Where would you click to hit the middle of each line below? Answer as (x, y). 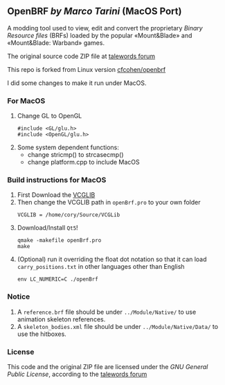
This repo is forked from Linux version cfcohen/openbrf (87, 69)
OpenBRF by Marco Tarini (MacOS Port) (94, 11)
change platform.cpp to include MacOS (83, 162)
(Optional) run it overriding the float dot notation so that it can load (112, 259)
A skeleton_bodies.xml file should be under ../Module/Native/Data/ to (118, 326)
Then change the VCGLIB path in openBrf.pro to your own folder (109, 203)
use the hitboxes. (42, 334)
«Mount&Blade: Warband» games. (56, 43)
